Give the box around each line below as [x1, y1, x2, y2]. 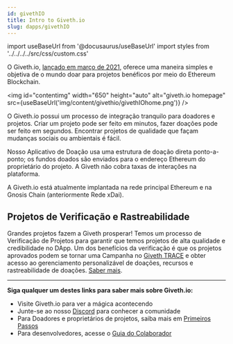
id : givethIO [7, 10, 45, 17]
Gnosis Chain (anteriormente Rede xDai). [7, 190, 124, 199]
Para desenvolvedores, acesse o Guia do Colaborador [17, 329, 172, 338]
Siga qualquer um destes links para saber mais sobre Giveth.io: [7, 286, 193, 295]
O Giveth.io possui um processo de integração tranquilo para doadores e [7, 112, 216, 120]
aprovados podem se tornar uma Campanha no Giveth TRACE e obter [7, 252, 206, 260]
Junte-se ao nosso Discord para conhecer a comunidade [17, 307, 181, 316]
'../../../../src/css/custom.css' [7, 49, 89, 58]
